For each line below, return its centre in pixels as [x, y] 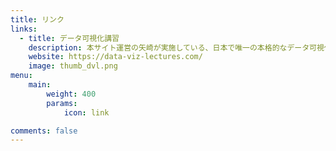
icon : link [86, 112]
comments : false [44, 131]
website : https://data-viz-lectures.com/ [115, 57]
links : [24, 29]
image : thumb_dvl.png [73, 66]
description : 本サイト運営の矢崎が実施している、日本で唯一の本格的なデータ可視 [176, 47]
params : [62, 103]
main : [40, 85]
